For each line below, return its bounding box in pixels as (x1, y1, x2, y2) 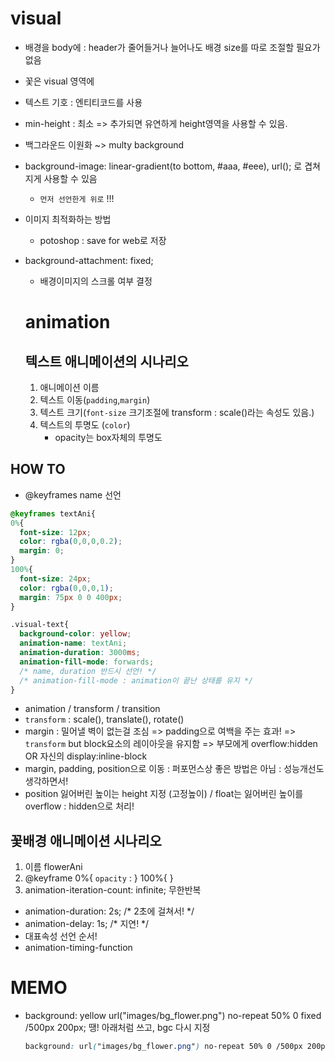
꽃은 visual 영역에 (24, 75, 95, 87)
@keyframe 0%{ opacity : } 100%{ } (24, 872, 174, 884)
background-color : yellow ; (19, 629, 132, 639)
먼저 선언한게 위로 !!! (39, 192, 115, 204)
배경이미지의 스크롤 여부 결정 (39, 275, 153, 287)
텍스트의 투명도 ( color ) (39, 418, 131, 431)
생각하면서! (24, 775, 69, 787)
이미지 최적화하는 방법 (24, 213, 112, 225)
